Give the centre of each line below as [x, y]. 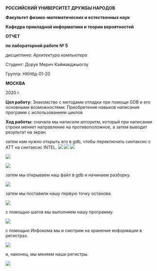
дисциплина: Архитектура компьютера [46, 55]
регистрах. [17, 236]
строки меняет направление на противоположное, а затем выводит [76, 127]
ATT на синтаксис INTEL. [31, 147]
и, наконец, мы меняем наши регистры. [47, 254]
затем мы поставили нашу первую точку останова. [59, 193]
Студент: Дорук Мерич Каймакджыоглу [47, 64]
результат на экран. [26, 132]
